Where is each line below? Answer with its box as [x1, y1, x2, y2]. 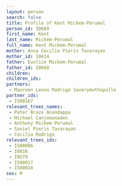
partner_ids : [6, 92, 39, 98]
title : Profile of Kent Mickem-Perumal [6, 20, 106, 26]
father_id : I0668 [6, 64, 50, 71]
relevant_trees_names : [6, 103, 63, 110]
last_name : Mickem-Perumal [6, 37, 74, 43]
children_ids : [6, 76, 42, 82]
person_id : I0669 [6, 25, 50, 32]
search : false [6, 14, 42, 20]
